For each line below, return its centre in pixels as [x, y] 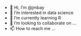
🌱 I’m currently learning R [35, 18]
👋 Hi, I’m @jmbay [27, 8]
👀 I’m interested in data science [41, 13]
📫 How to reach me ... [32, 28]
